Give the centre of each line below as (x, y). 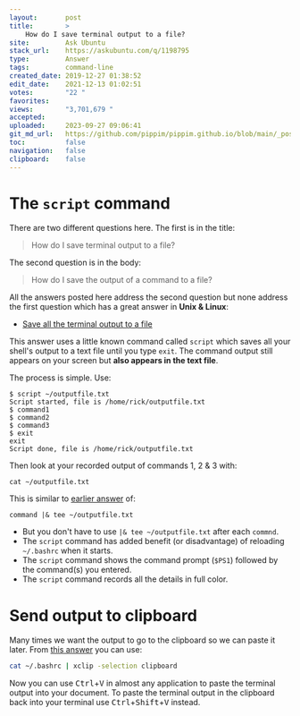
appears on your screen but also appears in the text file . (114, 361)
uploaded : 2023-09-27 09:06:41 (75, 126)
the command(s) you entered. (77, 570)
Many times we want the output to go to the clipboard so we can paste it (142, 640)
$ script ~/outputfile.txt (59, 395)
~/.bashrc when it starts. (67, 550)
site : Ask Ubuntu (57, 43)
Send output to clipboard (104, 615)
